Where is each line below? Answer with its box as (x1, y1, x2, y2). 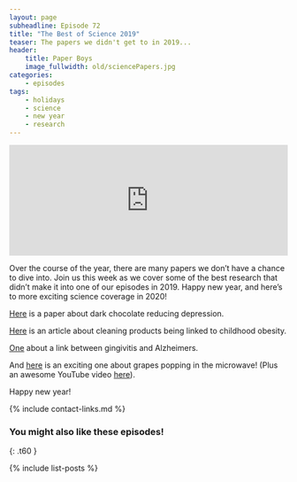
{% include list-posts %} (9, 463, 99, 474)
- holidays (25, 95, 65, 105)
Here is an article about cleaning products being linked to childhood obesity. (9, 325, 287, 336)
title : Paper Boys (25, 54, 93, 63)
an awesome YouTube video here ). (9, 369, 135, 379)
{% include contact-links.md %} (9, 404, 126, 414)
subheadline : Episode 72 (9, 21, 101, 30)
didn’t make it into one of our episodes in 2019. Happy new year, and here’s (9, 282, 283, 292)
